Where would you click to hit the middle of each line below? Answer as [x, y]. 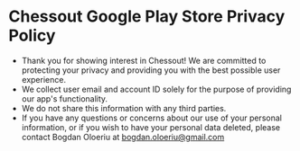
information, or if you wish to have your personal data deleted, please [151, 127]
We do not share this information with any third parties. [124, 108]
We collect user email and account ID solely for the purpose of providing [156, 89]
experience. [44, 79]
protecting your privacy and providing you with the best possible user [151, 70]
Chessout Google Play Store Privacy [147, 17]
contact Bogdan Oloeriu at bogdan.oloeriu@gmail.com [123, 137]
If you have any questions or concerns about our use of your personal [151, 118]
